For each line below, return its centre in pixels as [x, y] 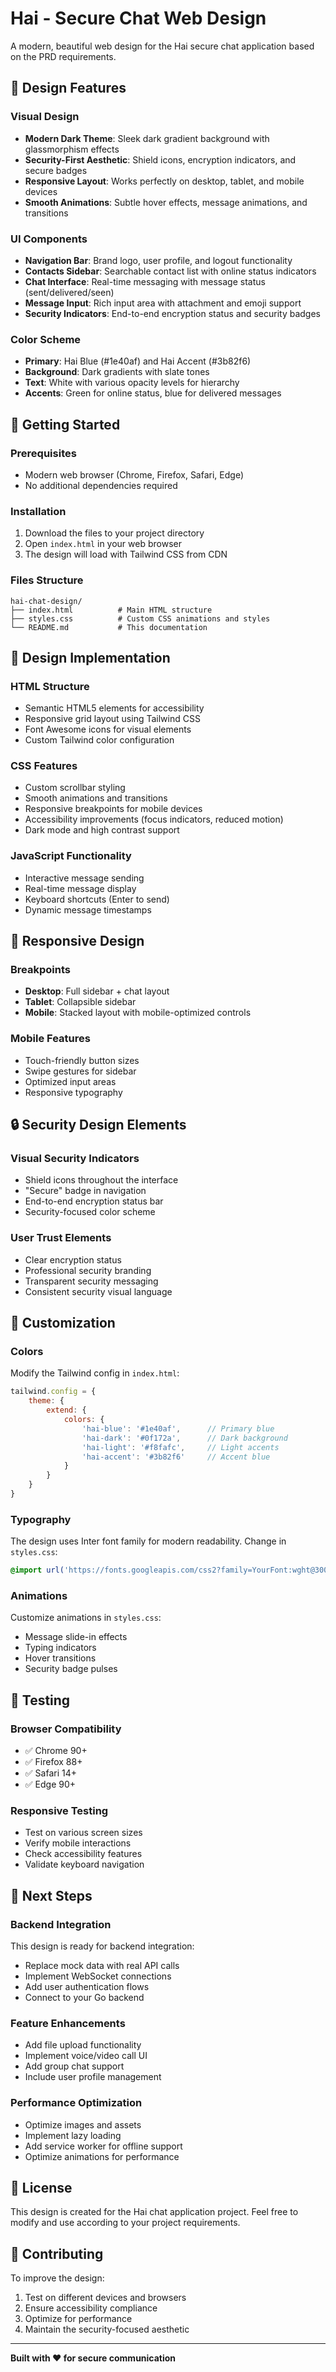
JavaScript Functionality [71, 856]
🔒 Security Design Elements [98, 1125]
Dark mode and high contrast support [102, 830]
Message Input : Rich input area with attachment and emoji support [163, 303]
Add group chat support [74, 2066]
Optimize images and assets [83, 2124]
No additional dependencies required [101, 485]
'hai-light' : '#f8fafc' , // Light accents [180, 1447]
